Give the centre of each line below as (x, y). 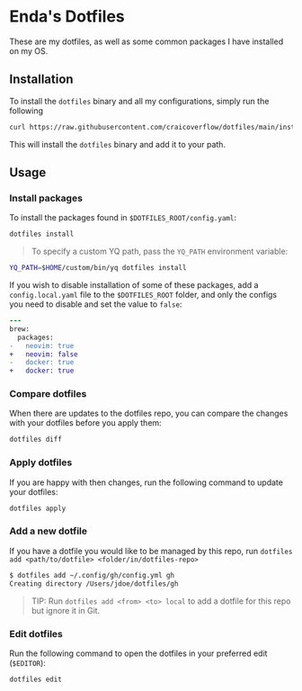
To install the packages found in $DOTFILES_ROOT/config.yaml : (123, 218)
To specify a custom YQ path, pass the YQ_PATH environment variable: (160, 251)
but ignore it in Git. (66, 610)
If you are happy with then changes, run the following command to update (146, 482)
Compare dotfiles (48, 394)
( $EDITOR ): (28, 662)
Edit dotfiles (36, 633)
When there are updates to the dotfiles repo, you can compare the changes (149, 413)
